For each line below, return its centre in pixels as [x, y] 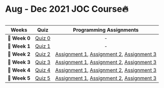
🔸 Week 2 [19, 54]
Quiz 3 [43, 62]
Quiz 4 [43, 70]
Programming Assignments [106, 29]
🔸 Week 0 [19, 38]
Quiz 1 [43, 46]
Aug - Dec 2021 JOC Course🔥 [67, 9]
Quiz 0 [43, 38]
